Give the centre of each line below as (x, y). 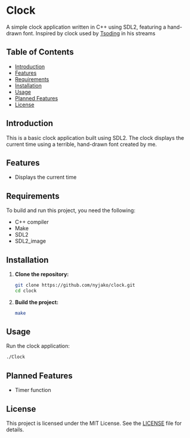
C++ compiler (32, 222)
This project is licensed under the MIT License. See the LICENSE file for (94, 423)
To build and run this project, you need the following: (71, 210)
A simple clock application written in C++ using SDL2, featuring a (86, 27)
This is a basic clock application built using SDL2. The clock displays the (95, 137)
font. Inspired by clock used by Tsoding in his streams (89, 33)
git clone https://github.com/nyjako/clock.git (75, 285)
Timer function (33, 390)
